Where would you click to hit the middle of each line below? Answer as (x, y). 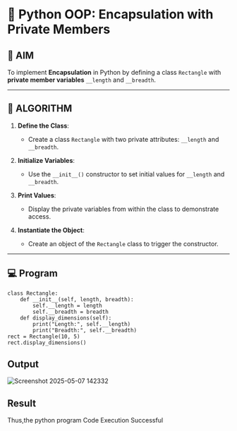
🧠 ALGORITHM (40, 109)
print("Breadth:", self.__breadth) (85, 330)
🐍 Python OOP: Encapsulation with (110, 14)
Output (23, 364)
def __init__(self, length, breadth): (77, 299)
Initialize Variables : (46, 160)
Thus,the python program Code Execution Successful (85, 420)
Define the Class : (43, 126)
